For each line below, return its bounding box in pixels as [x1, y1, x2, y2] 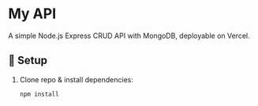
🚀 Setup [8, 54, 48, 67]
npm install [19, 90, 59, 98]
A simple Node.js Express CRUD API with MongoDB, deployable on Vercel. [8, 31, 250, 40]
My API [8, 5, 57, 23]
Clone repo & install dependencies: [19, 74, 134, 84]
